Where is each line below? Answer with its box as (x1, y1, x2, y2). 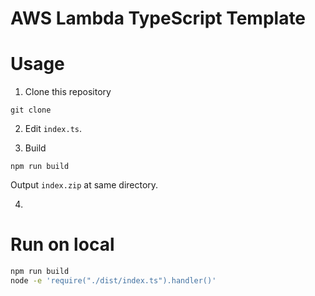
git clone (10, 105, 52, 116)
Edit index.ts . (24, 123, 83, 135)
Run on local (10, 233, 115, 256)
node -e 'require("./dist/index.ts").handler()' (10, 275, 217, 286)
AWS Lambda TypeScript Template (10, 7, 307, 30)
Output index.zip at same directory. (10, 179, 159, 191)
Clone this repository (24, 86, 112, 98)
